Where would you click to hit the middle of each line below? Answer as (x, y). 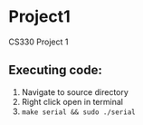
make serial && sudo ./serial (79, 112)
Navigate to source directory (75, 91)
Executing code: (56, 70)
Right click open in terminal (72, 101)
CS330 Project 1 (38, 42)
